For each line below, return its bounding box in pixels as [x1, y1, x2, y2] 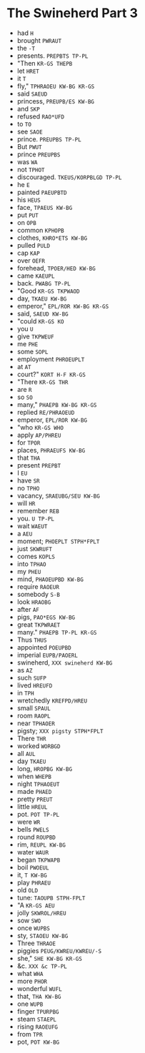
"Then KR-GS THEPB [16, 59, 73, 67]
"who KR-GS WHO [16, 423, 64, 431]
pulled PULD [16, 241, 51, 249]
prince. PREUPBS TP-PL [16, 134, 81, 143]
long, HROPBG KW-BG [16, 764, 73, 772]
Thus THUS [16, 635, 47, 644]
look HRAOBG [16, 598, 51, 606]
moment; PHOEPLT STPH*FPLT [16, 537, 100, 545]
